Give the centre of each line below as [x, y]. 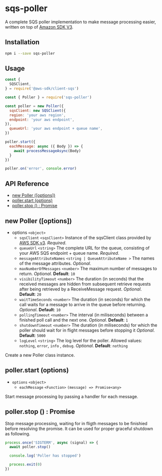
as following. [18, 433]
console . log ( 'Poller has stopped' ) [45, 456]
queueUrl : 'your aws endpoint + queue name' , [56, 129]
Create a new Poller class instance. [40, 355]
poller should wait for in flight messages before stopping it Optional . [87, 330]
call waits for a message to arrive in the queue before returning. [83, 304]
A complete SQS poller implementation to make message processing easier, [81, 22]
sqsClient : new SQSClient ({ [38, 110]
